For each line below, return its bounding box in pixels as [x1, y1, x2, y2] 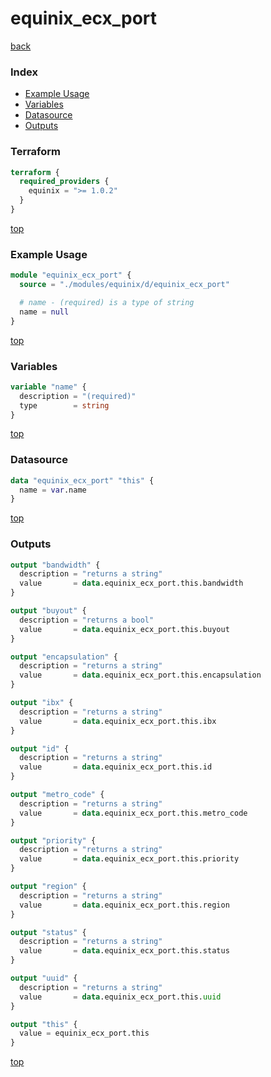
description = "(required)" [19, 391, 137, 401]
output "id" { [10, 743, 70, 754]
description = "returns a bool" [19, 615, 155, 625]
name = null [19, 307, 70, 317]
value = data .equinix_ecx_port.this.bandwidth [19, 578, 244, 589]
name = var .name [19, 485, 87, 495]
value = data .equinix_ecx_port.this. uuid [19, 992, 222, 1002]
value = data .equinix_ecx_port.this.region [19, 900, 230, 910]
